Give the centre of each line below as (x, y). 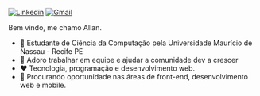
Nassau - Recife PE (51, 51)
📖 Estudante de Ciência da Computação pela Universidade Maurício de (136, 43)
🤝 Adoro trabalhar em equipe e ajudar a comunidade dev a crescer (129, 60)
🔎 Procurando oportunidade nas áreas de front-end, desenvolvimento (134, 77)
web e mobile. (43, 85)
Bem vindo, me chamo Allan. (55, 27)
